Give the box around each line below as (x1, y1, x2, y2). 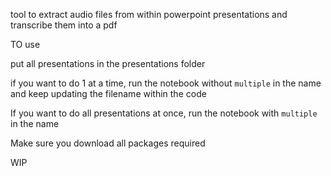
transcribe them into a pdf (10, 19, 118, 31)
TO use (10, 39, 41, 50)
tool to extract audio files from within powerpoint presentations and (10, 9, 288, 20)
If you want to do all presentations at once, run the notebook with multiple (10, 107, 318, 119)
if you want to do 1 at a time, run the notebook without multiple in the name (10, 77, 322, 89)
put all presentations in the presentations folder (10, 58, 206, 69)
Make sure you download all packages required (10, 137, 206, 149)
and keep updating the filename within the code (10, 88, 207, 99)
